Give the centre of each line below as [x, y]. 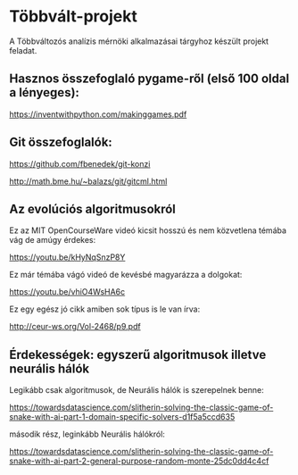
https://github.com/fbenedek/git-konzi [80, 163]
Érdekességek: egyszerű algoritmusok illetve [138, 354]
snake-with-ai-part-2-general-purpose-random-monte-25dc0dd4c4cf [139, 461]
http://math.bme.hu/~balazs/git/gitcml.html [88, 181]
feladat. [23, 50]
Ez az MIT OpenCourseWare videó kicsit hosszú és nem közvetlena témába [148, 230]
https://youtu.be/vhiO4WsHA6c [67, 292]
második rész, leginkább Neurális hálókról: [87, 434]
